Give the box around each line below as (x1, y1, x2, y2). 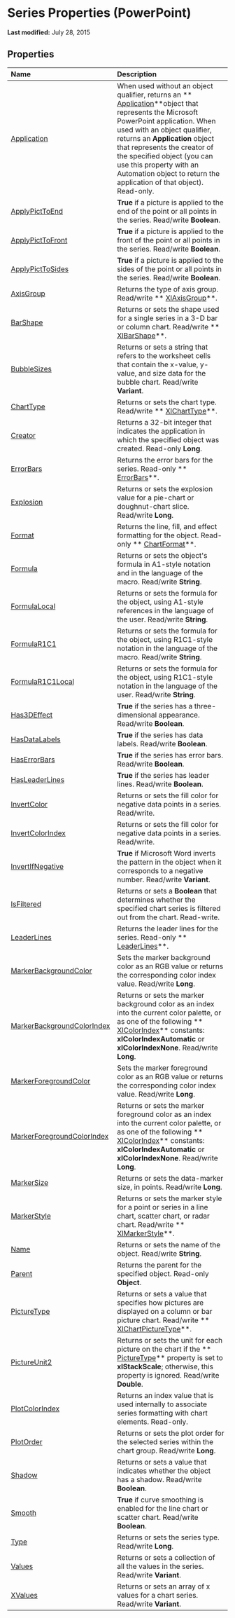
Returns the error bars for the (116, 455, 213, 465)
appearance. (158, 710, 201, 720)
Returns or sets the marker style (116, 1193, 222, 1203)
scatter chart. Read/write (116, 1512, 199, 1522)
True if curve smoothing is (116, 1495, 204, 1504)
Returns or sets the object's (116, 550, 208, 560)
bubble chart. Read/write (116, 377, 199, 387)
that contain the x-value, (116, 359, 199, 369)
